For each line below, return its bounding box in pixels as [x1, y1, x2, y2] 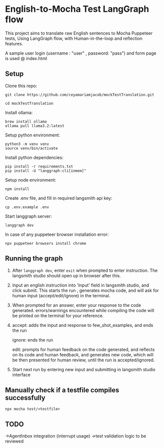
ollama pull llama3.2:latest [5, 123, 65, 128]
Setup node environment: [5, 177, 56, 183]
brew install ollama [5, 119, 47, 124]
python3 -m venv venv [5, 141, 49, 146]
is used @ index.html [5, 55, 47, 61]
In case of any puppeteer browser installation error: [5, 231, 109, 237]
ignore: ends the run [12, 337, 53, 343]
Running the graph [5, 255, 63, 263]
